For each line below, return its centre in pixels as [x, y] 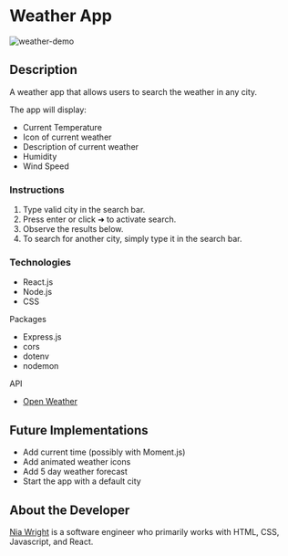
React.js [38, 282]
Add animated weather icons [77, 462]
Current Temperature [62, 127]
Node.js [37, 292]
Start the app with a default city [82, 481]
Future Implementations [79, 430]
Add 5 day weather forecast [75, 472]
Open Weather [50, 402]
